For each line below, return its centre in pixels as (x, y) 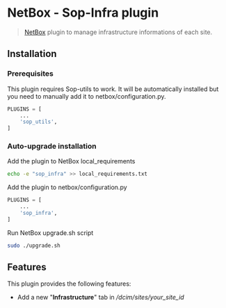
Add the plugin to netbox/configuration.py (67, 187)
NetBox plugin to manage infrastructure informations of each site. (118, 32)
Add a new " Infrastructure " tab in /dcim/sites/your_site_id (100, 298)
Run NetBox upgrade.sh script (50, 233)
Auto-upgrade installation (52, 146)
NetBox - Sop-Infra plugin (83, 13)
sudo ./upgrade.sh (34, 245)
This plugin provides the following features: (69, 284)
